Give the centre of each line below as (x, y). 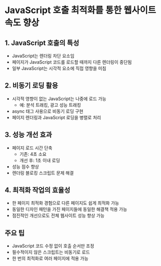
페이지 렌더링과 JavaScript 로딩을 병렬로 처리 (56, 117)
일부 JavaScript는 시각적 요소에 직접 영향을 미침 (59, 68)
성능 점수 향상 (25, 166)
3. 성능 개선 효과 (28, 135)
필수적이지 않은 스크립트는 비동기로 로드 (51, 252)
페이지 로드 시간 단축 (32, 148)
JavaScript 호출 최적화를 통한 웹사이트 (80, 10)
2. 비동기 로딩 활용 (31, 86)
